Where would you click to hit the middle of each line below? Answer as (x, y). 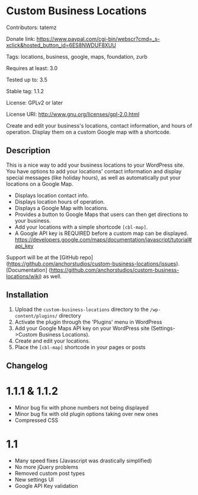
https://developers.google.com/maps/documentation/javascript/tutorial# (103, 239)
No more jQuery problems (47, 467)
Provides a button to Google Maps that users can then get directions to (101, 214)
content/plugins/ (36, 316)
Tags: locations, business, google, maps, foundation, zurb (77, 56)
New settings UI (34, 480)
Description (28, 150)
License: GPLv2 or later (35, 103)
